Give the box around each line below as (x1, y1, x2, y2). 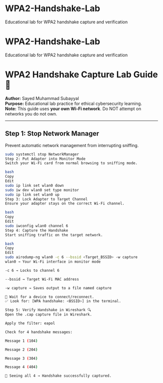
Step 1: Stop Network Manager (5, 130, 99, 138)
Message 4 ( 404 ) (5, 365, 38, 369)
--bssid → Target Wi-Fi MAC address (5, 277, 79, 282)
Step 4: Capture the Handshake (5, 228, 68, 233)
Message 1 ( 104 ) (5, 338, 38, 343)
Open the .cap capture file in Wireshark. (5, 312, 92, 317)
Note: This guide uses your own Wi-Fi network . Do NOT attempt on (5, 105, 142, 112)
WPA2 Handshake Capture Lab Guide (5, 69, 158, 80)
